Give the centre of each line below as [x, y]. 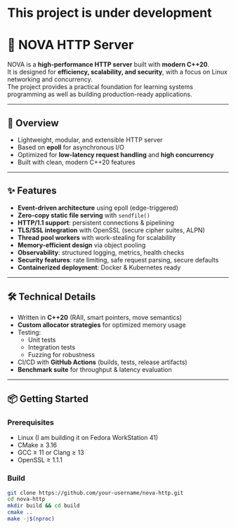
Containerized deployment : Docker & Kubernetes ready [99, 267]
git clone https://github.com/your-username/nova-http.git [96, 493]
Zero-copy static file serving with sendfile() [84, 215]
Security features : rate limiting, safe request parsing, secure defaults [118, 260]
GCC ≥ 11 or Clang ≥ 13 [51, 453]
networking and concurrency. [50, 79]
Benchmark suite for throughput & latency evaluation [94, 369]
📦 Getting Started [48, 399]
